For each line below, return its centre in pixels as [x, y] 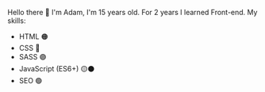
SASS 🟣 [33, 57]
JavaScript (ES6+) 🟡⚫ [57, 69]
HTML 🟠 [33, 36]
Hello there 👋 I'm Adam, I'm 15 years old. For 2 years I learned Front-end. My [132, 12]
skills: [17, 21]
